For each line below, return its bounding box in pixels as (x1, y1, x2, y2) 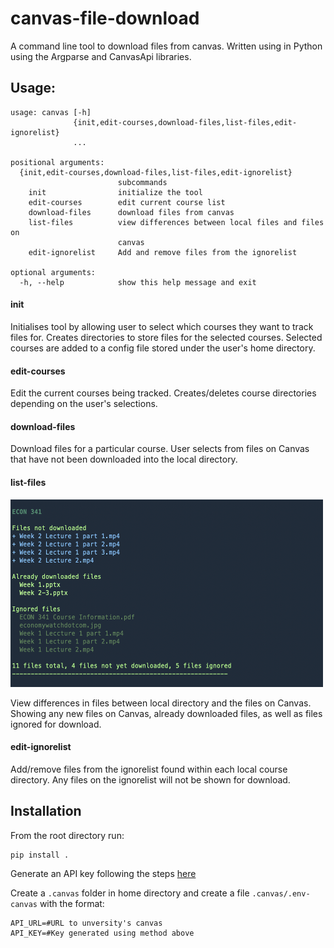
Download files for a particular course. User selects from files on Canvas (10, 443, 310, 455)
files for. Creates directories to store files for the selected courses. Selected (10, 331, 323, 343)
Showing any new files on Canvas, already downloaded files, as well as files (10, 707, 323, 719)
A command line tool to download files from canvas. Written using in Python (10, 40, 323, 52)
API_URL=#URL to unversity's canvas (10, 918, 163, 928)
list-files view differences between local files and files (28, 217, 325, 227)
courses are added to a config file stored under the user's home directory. (10, 342, 316, 354)
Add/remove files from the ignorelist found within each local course (10, 763, 288, 775)
